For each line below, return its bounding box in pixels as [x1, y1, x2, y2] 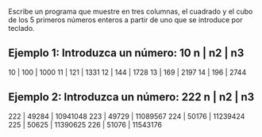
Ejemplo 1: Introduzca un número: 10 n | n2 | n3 [8, 47, 245, 60]
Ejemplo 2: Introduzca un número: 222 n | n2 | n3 [8, 90, 255, 104]
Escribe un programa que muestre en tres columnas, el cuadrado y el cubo [8, 7, 253, 16]
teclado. [8, 24, 35, 32]
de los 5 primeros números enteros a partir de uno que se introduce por [8, 15, 244, 25]
